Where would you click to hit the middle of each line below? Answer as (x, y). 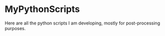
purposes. (15, 28)
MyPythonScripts (42, 9)
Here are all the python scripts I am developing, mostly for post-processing (82, 23)
